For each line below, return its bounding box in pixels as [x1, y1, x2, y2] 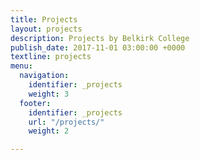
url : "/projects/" [28, 117, 105, 127]
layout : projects [10, 24, 83, 34]
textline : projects [10, 52, 92, 62]
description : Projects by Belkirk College [10, 33, 190, 43]
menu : [10, 61, 33, 71]
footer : [19, 98, 52, 108]
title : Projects [10, 14, 78, 25]
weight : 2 [28, 126, 70, 136]
